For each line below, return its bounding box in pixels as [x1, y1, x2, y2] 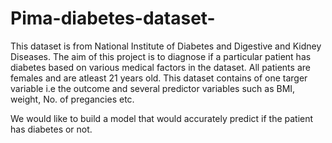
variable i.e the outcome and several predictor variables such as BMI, [10, 82, 296, 94]
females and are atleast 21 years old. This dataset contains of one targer [10, 72, 308, 84]
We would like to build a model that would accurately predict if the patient [10, 112, 314, 124]
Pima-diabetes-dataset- [10, 7, 216, 30]
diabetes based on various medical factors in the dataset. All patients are [10, 61, 311, 73]
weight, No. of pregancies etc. [10, 93, 135, 105]
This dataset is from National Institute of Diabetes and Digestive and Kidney [10, 40, 322, 52]
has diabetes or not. [10, 123, 93, 135]
